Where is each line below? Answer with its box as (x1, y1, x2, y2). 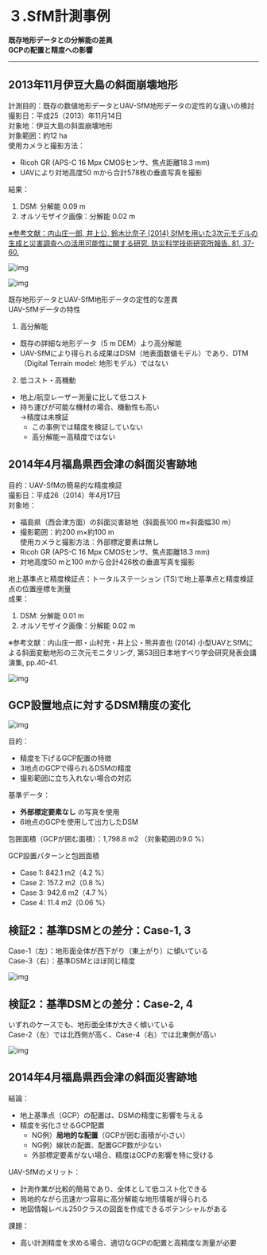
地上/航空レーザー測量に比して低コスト (19, 392, 149, 402)
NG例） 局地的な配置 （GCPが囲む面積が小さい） (31, 1130, 190, 1139)
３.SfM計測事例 (8, 7, 110, 25)
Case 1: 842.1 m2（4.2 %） (19, 868, 109, 877)
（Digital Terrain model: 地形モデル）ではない (19, 358, 169, 367)
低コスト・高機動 (19, 375, 76, 385)
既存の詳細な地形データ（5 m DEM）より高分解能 (19, 338, 183, 347)
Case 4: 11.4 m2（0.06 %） (19, 898, 110, 908)
